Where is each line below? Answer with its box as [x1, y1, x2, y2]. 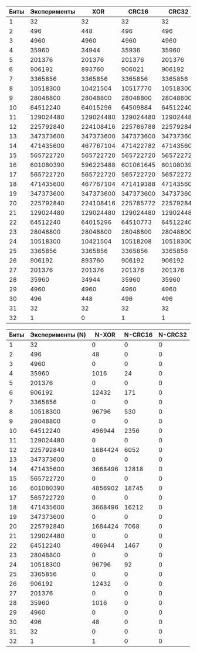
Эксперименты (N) [30, 331, 86, 339]
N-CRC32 [158, 331, 188, 339]
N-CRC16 [124, 331, 153, 339]
